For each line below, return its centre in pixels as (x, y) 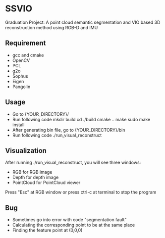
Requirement (26, 43)
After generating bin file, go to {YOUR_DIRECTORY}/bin (69, 130)
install (18, 125)
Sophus (20, 76)
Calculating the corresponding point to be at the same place (74, 225)
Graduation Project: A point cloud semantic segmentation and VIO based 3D (83, 22)
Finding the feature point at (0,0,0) (47, 230)
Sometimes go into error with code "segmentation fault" (69, 220)
